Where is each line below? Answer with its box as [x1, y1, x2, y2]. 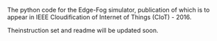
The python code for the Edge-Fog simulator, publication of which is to [7, 6, 210, 14]
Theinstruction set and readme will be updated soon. [7, 27, 159, 34]
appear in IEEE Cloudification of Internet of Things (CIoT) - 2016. [7, 13, 192, 21]
